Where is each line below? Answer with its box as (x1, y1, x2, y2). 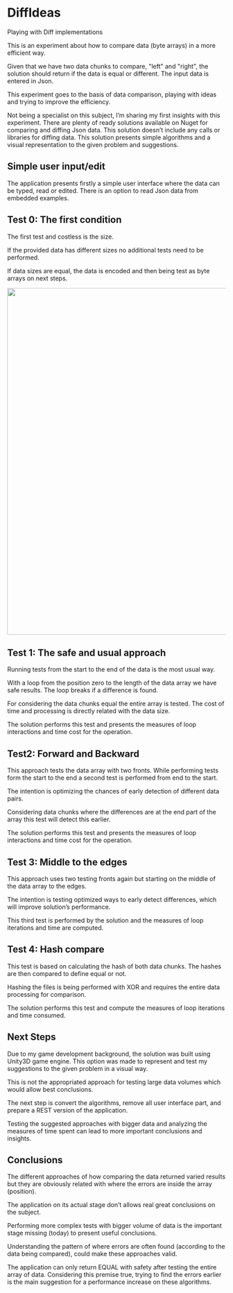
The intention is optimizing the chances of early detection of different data (7, 787, 220, 796)
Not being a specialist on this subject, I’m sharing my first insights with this (7, 111, 221, 119)
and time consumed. (7, 1011, 66, 1019)
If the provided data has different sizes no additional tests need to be (7, 246, 204, 254)
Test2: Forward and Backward (7, 748, 140, 760)
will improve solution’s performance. (7, 903, 111, 911)
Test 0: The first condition (7, 214, 122, 226)
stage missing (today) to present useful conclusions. (7, 1229, 157, 1238)
